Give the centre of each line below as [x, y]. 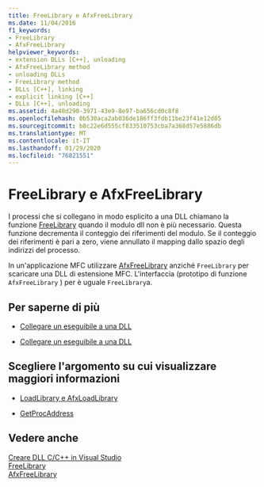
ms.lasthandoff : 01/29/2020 [55, 148]
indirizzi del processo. [44, 250]
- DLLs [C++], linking [46, 89]
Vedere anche [44, 438]
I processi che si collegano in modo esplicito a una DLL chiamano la [119, 217]
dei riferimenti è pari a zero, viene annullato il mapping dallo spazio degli [126, 242]
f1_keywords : [30, 30]
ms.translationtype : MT [48, 133]
